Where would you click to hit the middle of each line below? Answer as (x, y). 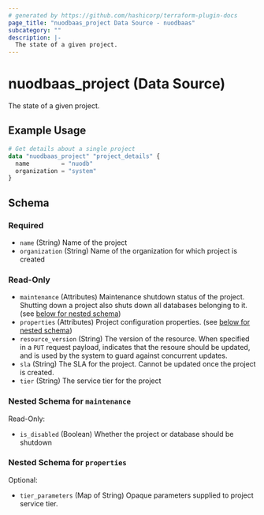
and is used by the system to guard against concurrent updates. (123, 355)
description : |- (35, 38)
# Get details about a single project (72, 148)
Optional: (23, 479)
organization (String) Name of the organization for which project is (128, 250)
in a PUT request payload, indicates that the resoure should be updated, (135, 348)
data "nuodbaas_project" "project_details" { (84, 156)
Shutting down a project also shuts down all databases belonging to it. (134, 306)
